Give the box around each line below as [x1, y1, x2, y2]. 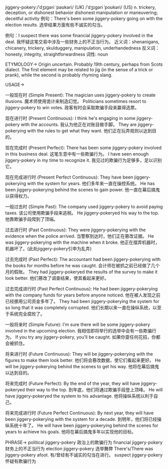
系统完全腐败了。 [9, 311, 45, 317]
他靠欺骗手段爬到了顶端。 [5, 216, 58, 222]
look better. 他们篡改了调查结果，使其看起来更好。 [5, 275, 109, 281]
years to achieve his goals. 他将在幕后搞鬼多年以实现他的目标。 [5, 429, 136, 434]
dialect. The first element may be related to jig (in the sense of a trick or [5, 67, 153, 72]
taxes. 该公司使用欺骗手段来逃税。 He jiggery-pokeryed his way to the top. [5, 210, 159, 216]
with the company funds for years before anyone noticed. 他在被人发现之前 [5, 292, 160, 298]
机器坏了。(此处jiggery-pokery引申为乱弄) [5, 246, 92, 251]
